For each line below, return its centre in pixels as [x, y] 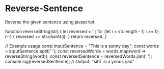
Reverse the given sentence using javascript [50, 22]
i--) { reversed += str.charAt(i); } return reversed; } [56, 36]
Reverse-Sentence [44, 9]
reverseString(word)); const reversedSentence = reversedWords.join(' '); [79, 56]
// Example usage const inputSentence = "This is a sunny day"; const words [82, 46]
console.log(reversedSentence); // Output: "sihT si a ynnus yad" [70, 61]
